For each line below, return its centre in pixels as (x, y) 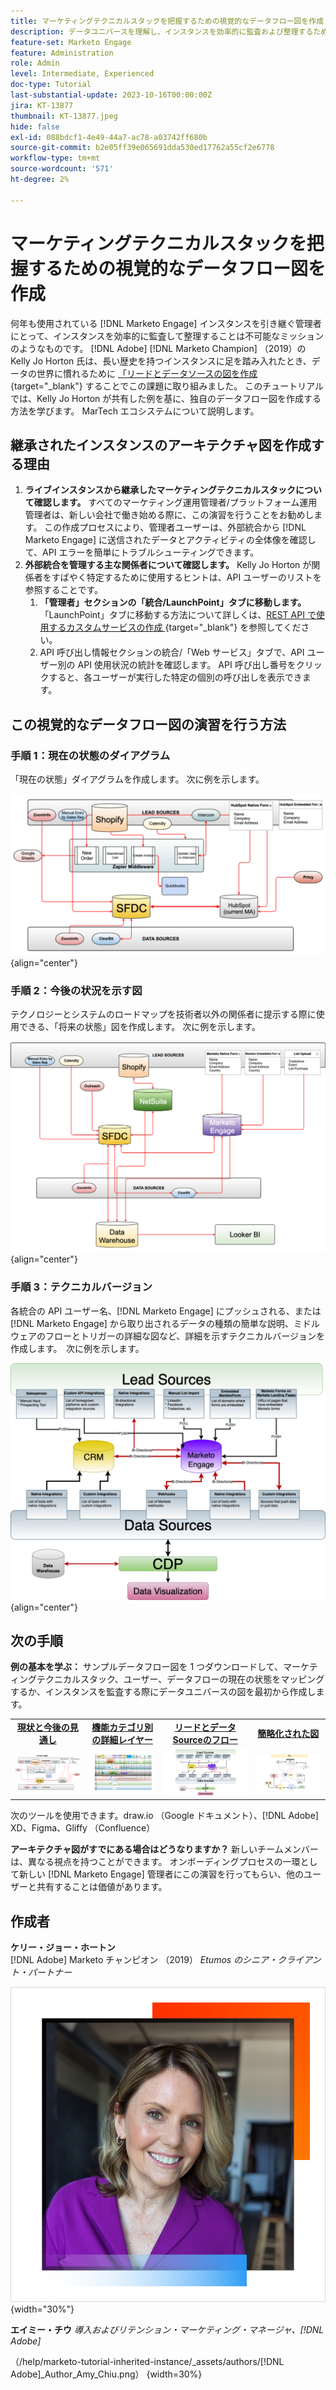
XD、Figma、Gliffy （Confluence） (83, 1828)
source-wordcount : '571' (62, 169)
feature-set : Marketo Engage (71, 42)
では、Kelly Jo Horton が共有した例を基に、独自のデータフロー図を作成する (166, 398)
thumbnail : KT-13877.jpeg (64, 116)
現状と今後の (43, 1727)
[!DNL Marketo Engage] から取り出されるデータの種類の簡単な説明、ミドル (165, 1323)
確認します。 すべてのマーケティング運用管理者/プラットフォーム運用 (175, 502)
